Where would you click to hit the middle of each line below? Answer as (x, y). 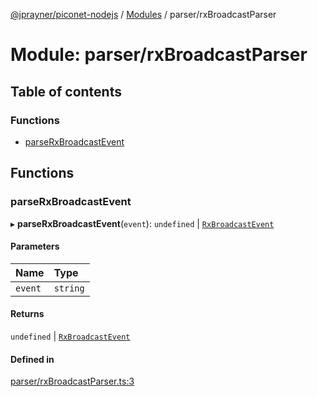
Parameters (35, 246)
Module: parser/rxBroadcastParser (159, 55)
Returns (27, 314)
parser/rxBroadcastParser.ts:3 (72, 381)
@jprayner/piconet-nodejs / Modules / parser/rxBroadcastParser (143, 14)
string (69, 288)
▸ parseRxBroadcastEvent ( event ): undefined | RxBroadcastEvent (142, 223)
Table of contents (66, 91)
